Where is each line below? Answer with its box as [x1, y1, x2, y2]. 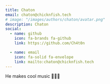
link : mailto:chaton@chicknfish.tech [14, 59, 94, 64]
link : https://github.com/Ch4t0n [14, 41, 85, 46]
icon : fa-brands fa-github [14, 36, 71, 41]
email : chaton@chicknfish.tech [5, 12, 71, 17]
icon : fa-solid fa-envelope [14, 54, 74, 60]
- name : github [10, 31, 42, 36]
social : [5, 26, 22, 32]
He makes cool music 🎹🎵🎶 [5, 73, 60, 79]
